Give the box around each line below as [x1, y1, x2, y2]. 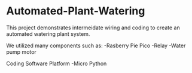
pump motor [6, 48, 37, 55]
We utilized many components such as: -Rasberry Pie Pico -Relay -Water [6, 42, 186, 49]
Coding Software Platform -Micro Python [6, 60, 107, 67]
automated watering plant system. [6, 30, 90, 37]
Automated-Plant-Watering [6, 4, 145, 18]
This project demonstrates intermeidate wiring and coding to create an [6, 24, 181, 31]
